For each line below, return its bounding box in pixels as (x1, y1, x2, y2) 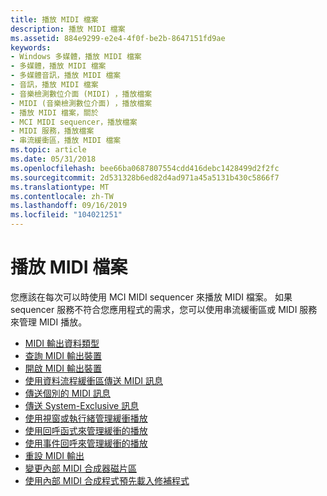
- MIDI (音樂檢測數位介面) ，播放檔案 (10, 98, 153, 108)
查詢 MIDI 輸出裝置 (24, 349, 102, 361)
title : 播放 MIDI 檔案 (10, 14, 99, 25)
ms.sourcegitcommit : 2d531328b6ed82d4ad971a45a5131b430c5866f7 (10, 172, 280, 183)
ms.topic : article (10, 145, 87, 155)
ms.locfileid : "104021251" (10, 210, 123, 220)
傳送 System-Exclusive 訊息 (24, 399, 140, 411)
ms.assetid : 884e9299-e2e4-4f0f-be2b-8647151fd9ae (10, 33, 226, 43)
